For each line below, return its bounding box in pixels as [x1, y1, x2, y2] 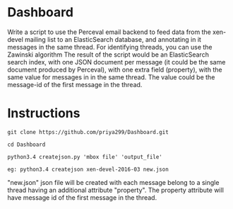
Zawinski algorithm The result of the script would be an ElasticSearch [7, 50, 210, 59]
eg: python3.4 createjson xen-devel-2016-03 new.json [7, 166, 169, 173]
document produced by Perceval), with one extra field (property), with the [7, 65, 222, 74]
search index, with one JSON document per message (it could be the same [7, 57, 226, 66]
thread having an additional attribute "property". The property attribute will [7, 186, 225, 194]
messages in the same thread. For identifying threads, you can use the [7, 43, 213, 51]
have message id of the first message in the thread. [7, 193, 157, 202]
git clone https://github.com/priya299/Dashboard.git [7, 128, 169, 135]
